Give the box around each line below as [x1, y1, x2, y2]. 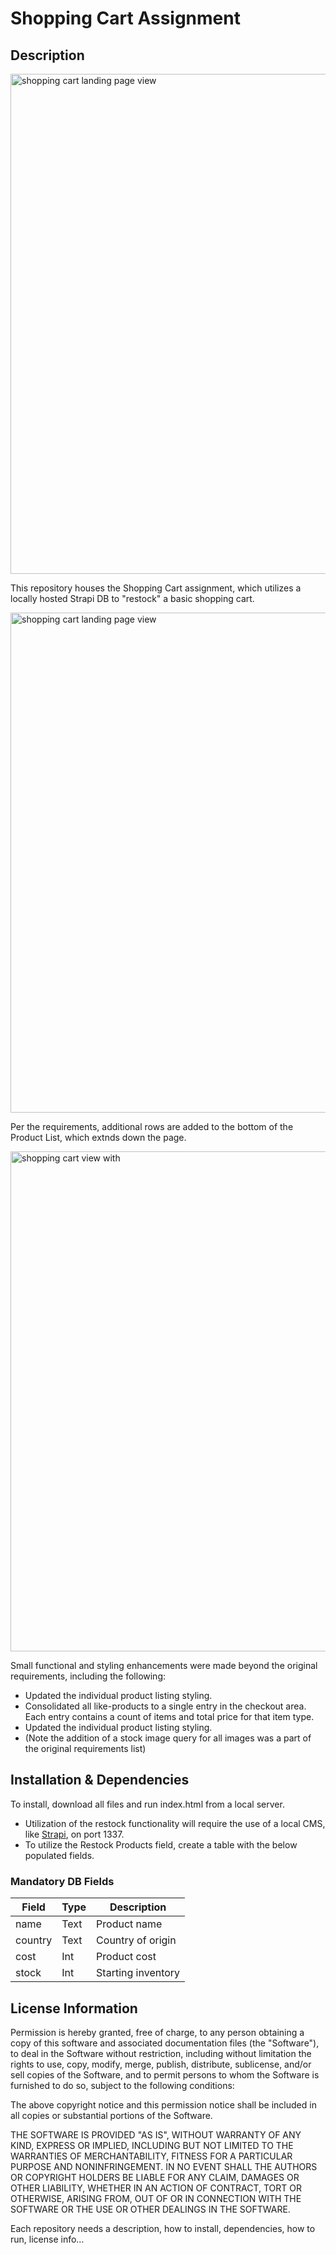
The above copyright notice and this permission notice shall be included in [10, 2098, 317, 2111]
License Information [10, 2000, 138, 2017]
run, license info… [10, 2233, 85, 2245]
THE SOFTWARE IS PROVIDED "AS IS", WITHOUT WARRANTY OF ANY [10, 2128, 302, 2141]
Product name [96, 1917, 163, 1931]
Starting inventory [96, 1966, 181, 1980]
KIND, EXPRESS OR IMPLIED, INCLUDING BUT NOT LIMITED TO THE [10, 2139, 294, 2151]
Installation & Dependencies [10, 1772, 190, 1789]
